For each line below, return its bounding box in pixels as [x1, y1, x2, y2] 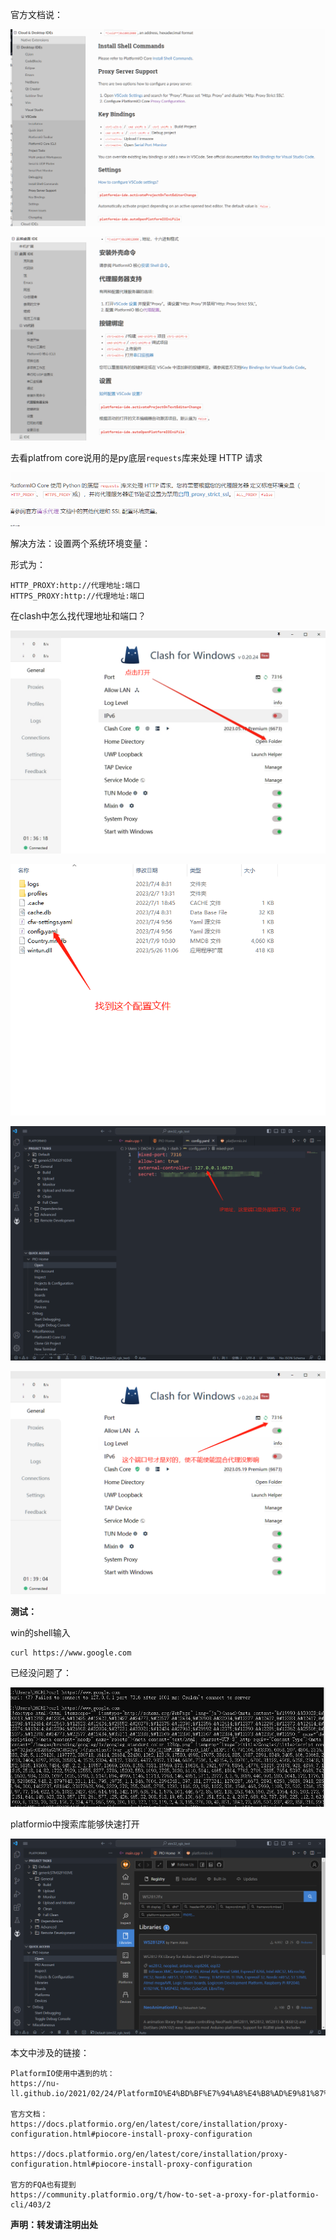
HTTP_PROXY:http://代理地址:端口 [10, 580, 141, 590]
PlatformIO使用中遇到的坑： [10, 2068, 115, 2078]
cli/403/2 [10, 2199, 52, 2210]
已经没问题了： [10, 1666, 72, 1678]
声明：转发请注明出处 [10, 2218, 98, 2230]
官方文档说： [10, 9, 63, 20]
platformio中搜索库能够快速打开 [10, 1818, 140, 1830]
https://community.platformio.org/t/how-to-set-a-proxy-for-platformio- [10, 2189, 320, 2200]
